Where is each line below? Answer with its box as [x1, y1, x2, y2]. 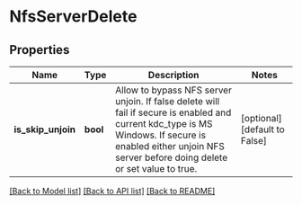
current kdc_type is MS [115, 118, 213, 129]
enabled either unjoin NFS [115, 140, 225, 152]
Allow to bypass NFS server [115, 84, 232, 96]
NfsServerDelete [9, 6, 138, 27]
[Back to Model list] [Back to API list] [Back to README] [9, 186, 216, 196]
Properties [9, 42, 70, 58]
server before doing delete [115, 151, 227, 164]
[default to [241, 123, 285, 136]
